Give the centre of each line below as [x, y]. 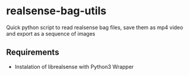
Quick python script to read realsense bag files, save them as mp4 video [95, 27]
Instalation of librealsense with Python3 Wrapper [74, 66]
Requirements [33, 53]
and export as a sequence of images [51, 33]
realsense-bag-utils [56, 11]
